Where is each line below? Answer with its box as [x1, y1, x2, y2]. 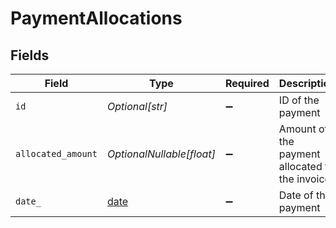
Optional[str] [106, 100, 168, 113]
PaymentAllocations [10, 7, 183, 30]
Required [224, 77, 270, 90]
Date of [278, 188, 314, 202]
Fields [10, 47, 50, 64]
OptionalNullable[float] [106, 147, 216, 161]
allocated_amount [15, 148, 98, 159]
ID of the [278, 93, 320, 107]
